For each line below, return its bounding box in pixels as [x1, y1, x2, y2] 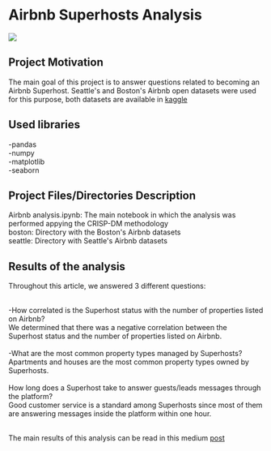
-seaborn [8, 165, 40, 175]
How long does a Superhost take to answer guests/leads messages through [8, 383, 261, 393]
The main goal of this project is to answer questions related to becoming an [8, 77, 260, 87]
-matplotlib [8, 157, 45, 166]
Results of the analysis [8, 260, 125, 273]
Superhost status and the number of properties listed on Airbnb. [8, 331, 222, 341]
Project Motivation [8, 55, 104, 70]
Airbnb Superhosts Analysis [8, 6, 202, 24]
